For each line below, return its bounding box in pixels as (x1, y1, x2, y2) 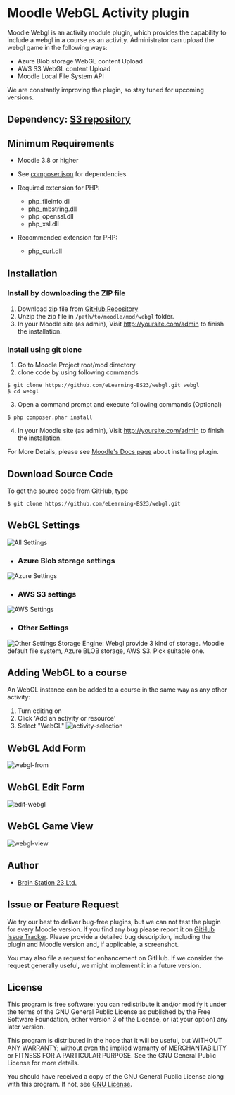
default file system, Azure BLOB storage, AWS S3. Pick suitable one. (7, 647, 205, 655)
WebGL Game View (7, 820, 94, 833)
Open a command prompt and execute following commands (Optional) (17, 400, 222, 409)
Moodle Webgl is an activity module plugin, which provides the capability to (7, 28, 227, 37)
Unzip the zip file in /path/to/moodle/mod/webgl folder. (17, 312, 174, 320)
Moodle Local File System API (17, 72, 104, 80)
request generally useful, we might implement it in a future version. (7, 961, 202, 969)
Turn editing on (17, 706, 62, 715)
